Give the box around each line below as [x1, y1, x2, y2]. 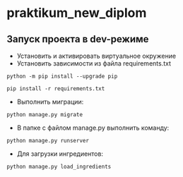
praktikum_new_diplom [6, 5, 147, 21]
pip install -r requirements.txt [6, 85, 105, 92]
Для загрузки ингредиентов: [16, 149, 104, 158]
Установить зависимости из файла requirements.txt [16, 59, 171, 68]
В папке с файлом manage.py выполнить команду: [16, 123, 170, 132]
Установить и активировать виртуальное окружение [16, 51, 177, 60]
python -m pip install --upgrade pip [6, 73, 118, 80]
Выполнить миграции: [16, 97, 84, 106]
